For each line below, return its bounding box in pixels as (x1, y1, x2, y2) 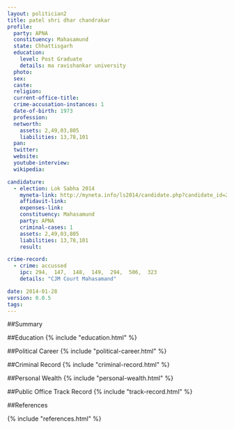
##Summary (7, 320, 43, 329)
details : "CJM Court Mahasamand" (19, 276, 117, 283)
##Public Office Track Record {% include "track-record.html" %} (7, 388, 193, 396)
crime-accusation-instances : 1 (13, 101, 104, 108)
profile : (7, 23, 33, 30)
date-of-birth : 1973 (13, 107, 73, 114)
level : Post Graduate (19, 56, 82, 63)
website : (13, 153, 39, 160)
